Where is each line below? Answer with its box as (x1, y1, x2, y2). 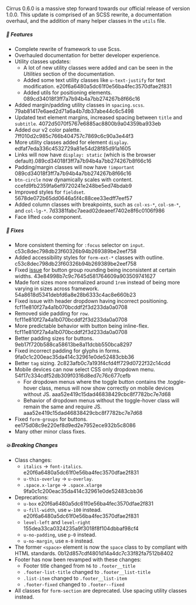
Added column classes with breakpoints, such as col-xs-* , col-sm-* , (14, 201, 181, 208)
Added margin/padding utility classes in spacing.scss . (14, 101, 145, 108)
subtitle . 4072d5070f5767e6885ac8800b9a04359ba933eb (14, 120, 161, 127)
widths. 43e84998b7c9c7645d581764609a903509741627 (14, 272, 156, 280)
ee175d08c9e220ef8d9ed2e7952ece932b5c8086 (14, 421, 136, 429)
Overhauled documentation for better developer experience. (14, 51, 160, 59)
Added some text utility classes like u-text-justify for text (23, 76, 166, 84)
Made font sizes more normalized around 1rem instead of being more (14, 279, 180, 286)
